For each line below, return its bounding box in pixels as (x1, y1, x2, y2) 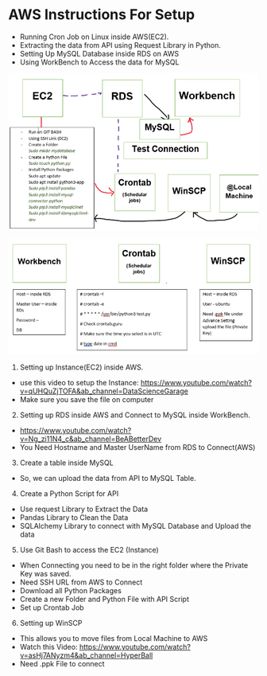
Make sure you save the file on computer (19, 394, 154, 404)
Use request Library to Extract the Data (19, 504, 149, 514)
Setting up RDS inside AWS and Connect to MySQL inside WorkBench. (19, 410, 250, 420)
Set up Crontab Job (19, 603, 85, 612)
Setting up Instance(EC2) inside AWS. (19, 362, 144, 372)
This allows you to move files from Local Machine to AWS (19, 633, 208, 643)
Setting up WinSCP (19, 618, 83, 627)
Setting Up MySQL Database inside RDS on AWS (19, 49, 180, 58)
